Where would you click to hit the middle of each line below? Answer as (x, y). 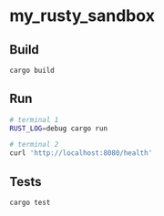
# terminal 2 (34, 145)
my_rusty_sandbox (82, 16)
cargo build (32, 70)
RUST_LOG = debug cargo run (58, 129)
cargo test (30, 202)
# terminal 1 (34, 119)
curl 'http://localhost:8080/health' (81, 153)
